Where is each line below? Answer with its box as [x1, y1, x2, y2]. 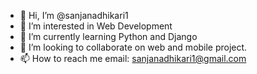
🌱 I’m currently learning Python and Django [19, 31, 198, 42]
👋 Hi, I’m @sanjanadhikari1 [19, 10, 129, 21]
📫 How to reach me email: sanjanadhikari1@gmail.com [19, 53, 247, 64]
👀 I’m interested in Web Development [19, 20, 173, 32]
